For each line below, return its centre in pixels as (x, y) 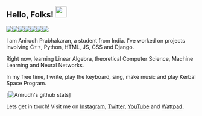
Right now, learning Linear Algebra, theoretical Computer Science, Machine (100, 58)
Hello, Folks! (30, 15)
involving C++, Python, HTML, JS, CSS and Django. (70, 47)
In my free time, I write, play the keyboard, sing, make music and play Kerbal (101, 76)
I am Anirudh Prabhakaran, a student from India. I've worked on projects (96, 40)
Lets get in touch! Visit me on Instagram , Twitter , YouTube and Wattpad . (95, 106)
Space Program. (27, 83)
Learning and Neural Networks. (45, 65)
